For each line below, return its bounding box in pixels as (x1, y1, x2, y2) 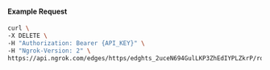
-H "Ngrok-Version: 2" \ (7, 47, 91, 55)
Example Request (7, 6, 68, 16)
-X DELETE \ (7, 32, 48, 40)
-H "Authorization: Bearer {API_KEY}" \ (7, 39, 146, 47)
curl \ (7, 24, 30, 32)
